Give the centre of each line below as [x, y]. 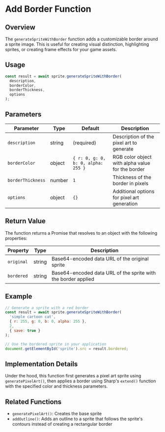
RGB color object [132, 157]
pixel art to [125, 143]
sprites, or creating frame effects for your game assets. [61, 49]
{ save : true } [25, 331]
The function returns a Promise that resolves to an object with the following [81, 233]
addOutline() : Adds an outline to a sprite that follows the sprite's [77, 419]
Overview [20, 27]
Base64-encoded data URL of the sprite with [104, 273]
